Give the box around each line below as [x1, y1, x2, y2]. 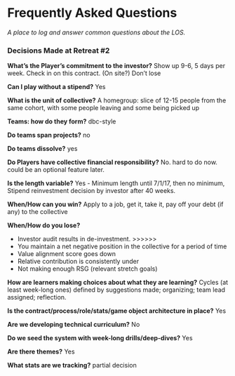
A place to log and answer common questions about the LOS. [7, 28, 186, 36]
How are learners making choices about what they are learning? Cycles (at [7, 278, 229, 287]
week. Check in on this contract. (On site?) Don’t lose [7, 69, 161, 78]
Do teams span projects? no [7, 131, 90, 140]
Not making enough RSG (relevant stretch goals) [17, 264, 158, 273]
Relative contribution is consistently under [17, 257, 139, 266]
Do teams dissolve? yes [7, 145, 78, 153]
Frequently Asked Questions [7, 5, 177, 21]
